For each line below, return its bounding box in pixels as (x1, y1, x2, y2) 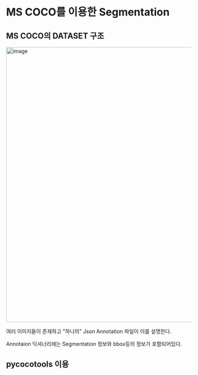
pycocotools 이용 (6, 359, 69, 370)
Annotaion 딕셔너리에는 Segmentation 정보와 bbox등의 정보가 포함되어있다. (6, 341, 182, 347)
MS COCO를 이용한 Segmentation (6, 5, 170, 19)
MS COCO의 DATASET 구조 (6, 31, 104, 41)
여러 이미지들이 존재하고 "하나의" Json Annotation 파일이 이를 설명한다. (6, 328, 172, 335)
